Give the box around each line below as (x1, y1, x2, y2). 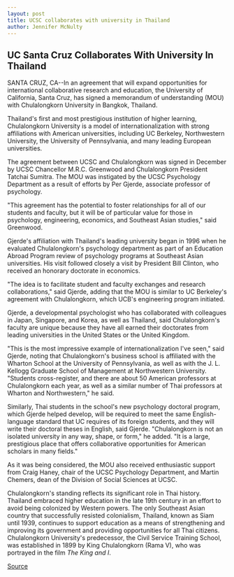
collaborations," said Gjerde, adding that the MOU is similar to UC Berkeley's (7, 287, 227, 296)
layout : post (7, 10, 45, 17)
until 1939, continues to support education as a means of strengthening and (7, 519, 226, 527)
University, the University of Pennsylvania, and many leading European (7, 137, 212, 145)
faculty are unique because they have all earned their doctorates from (7, 323, 209, 332)
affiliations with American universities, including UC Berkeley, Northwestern (7, 129, 225, 138)
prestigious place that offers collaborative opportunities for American (7, 440, 206, 448)
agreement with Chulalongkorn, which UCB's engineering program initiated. (7, 295, 226, 304)
